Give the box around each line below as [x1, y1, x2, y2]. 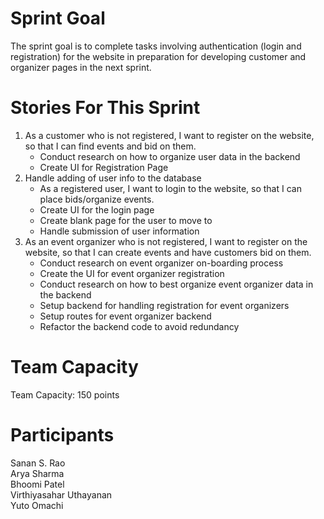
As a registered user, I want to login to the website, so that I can [39, 182, 302, 194]
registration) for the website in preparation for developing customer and [10, 50, 307, 62]
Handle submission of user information [39, 225, 200, 237]
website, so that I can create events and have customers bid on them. [24, 246, 312, 258]
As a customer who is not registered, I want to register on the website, [24, 129, 315, 141]
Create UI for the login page [39, 203, 155, 216]
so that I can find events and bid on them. [24, 140, 197, 152]
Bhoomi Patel [10, 478, 65, 490]
